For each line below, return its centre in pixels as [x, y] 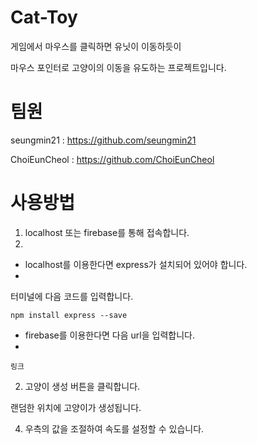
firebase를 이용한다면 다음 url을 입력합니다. [109, 335]
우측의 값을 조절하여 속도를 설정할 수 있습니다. [114, 428]
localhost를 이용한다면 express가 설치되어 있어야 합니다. [136, 264]
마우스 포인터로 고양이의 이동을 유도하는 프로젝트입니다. [118, 67]
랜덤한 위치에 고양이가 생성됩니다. [76, 407]
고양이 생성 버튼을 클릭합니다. [82, 386]
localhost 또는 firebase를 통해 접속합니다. [107, 232]
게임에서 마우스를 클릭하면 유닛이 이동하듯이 [96, 46]
